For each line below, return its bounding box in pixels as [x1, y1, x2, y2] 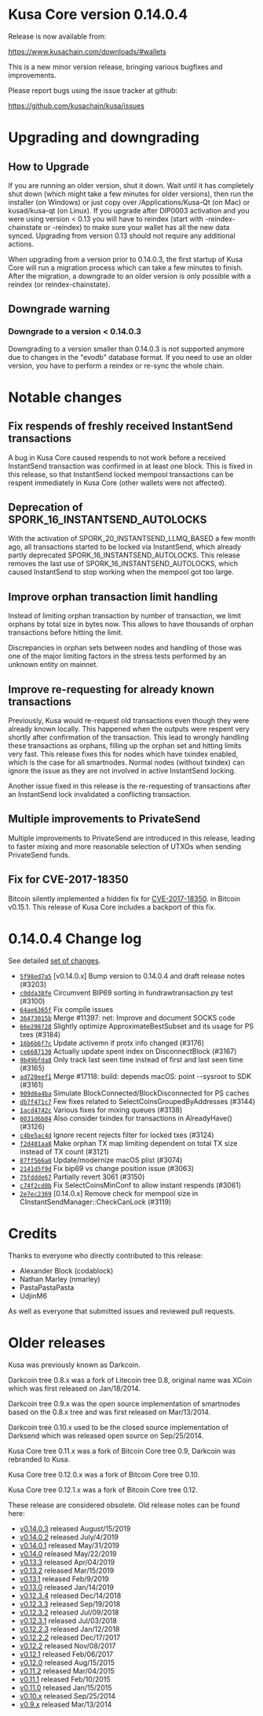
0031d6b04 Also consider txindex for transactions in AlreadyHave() [19, 1113, 233, 1123]
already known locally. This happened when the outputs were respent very [8, 725, 250, 734]
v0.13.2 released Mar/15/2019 [19, 1566, 115, 1575]
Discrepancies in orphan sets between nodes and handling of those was [8, 643, 242, 653]
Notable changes [8, 388, 122, 406]
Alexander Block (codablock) [19, 1266, 114, 1275]
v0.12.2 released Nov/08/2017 [19, 1640, 116, 1651]
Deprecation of [8, 501, 83, 514]
